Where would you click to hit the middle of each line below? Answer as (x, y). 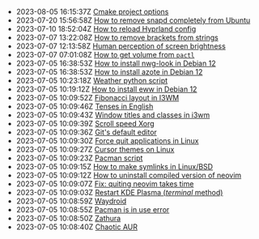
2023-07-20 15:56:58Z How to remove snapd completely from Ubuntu (133, 20)
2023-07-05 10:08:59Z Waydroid (71, 201)
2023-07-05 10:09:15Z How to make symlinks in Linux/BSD (114, 166)
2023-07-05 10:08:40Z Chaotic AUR (76, 227)
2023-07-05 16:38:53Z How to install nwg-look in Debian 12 (116, 63)
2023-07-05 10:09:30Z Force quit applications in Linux (107, 141)
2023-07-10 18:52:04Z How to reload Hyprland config (106, 29)
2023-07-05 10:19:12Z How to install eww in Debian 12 (106, 89)
